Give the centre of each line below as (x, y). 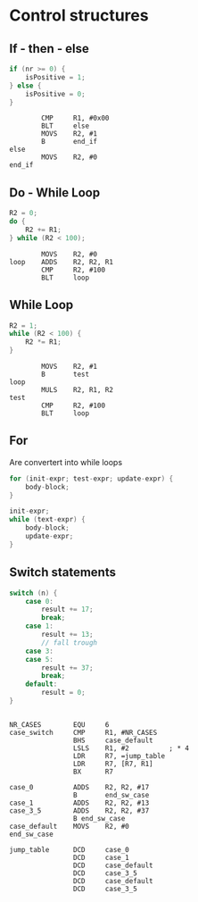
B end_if (70, 142)
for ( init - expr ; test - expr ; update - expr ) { (91, 479)
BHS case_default (113, 740)
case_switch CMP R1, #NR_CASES (83, 732)
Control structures (79, 16)
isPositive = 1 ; (56, 77)
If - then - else (49, 49)
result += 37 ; (67, 668)
